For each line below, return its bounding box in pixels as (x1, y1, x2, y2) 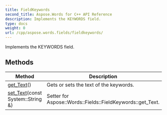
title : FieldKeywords (5, 7, 50, 12)
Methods (5, 58, 34, 67)
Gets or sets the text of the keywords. (46, 81, 134, 88)
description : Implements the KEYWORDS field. (5, 16, 101, 21)
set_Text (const (7, 89, 42, 96)
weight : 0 (5, 26, 26, 31)
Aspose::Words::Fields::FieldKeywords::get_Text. (46, 99, 160, 106)
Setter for (46, 92, 69, 99)
